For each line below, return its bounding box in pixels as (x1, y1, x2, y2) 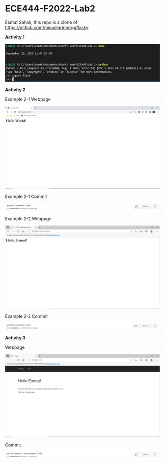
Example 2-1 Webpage (5, 96, 51, 102)
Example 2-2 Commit (5, 313, 48, 319)
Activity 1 (5, 34, 25, 40)
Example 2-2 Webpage (5, 215, 52, 222)
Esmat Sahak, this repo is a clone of (5, 19, 78, 25)
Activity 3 (5, 334, 26, 340)
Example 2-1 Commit (5, 194, 47, 199)
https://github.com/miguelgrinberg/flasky (5, 24, 89, 30)
